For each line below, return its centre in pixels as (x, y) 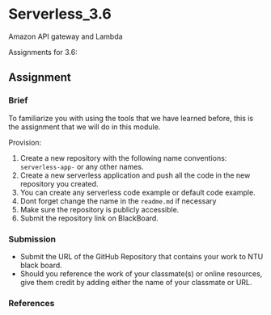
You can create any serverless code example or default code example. (138, 192)
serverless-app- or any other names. (82, 166)
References (32, 303)
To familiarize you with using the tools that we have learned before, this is (131, 118)
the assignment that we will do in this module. (85, 127)
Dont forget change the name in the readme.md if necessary (118, 201)
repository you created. (59, 183)
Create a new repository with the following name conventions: (123, 157)
